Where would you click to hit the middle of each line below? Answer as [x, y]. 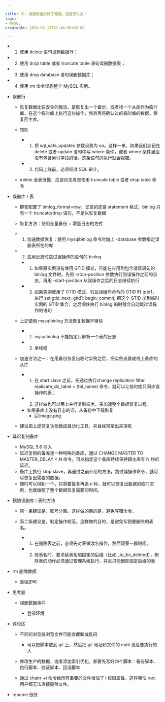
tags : [11, 18]
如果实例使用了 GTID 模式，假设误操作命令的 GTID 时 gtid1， [95, 292]
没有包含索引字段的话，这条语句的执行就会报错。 [84, 158]
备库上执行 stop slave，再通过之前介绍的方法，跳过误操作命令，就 [87, 472]
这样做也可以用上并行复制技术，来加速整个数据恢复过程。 [93, 404]
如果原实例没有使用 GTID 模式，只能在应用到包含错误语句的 [95, 268]
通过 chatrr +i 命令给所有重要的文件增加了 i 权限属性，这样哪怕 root [88, 678]
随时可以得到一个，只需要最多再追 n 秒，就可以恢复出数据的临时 [85, 484]
